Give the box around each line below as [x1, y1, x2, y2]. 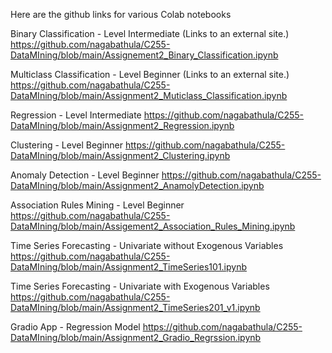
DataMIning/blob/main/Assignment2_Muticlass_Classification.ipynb [10, 90, 288, 101]
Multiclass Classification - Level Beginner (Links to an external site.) [10, 69, 290, 80]
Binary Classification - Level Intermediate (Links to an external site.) [10, 28, 290, 39]
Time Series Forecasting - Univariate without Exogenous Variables [10, 240, 284, 251]
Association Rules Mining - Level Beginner [10, 199, 185, 211]
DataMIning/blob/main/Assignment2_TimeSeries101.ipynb [10, 261, 248, 273]
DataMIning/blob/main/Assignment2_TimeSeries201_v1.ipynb [10, 302, 261, 313]
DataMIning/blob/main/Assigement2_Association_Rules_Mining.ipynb [10, 220, 296, 232]
